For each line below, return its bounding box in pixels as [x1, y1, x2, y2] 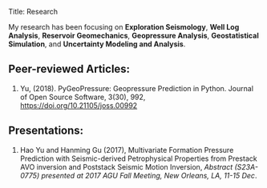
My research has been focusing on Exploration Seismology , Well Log [8, 22, 240, 31]
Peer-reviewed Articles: [8, 62, 131, 76]
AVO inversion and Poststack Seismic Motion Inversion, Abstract [19, 162, 233, 171]
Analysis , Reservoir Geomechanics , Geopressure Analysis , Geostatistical [8, 31, 259, 40]
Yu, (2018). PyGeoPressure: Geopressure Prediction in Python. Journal [19, 83, 254, 93]
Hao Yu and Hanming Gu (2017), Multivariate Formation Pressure [19, 145, 234, 154]
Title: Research [8, 7, 59, 16]
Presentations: [8, 124, 84, 138]
